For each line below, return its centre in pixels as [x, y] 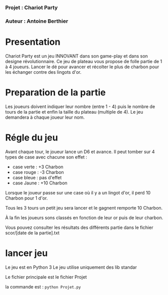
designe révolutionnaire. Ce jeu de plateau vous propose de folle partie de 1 [84, 61]
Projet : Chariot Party [32, 8]
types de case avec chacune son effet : [46, 157]
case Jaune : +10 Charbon [40, 183]
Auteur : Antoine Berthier [37, 21]
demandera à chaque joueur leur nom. [45, 117]
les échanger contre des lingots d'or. [43, 72]
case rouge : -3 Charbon [38, 172]
